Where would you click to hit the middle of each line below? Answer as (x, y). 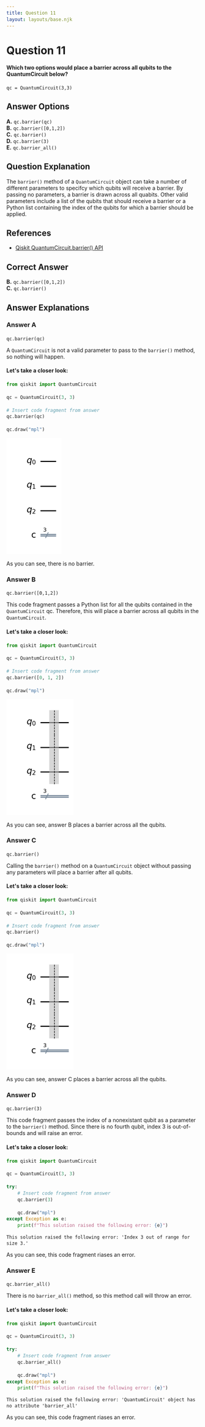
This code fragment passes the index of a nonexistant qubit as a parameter (101, 1120)
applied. (17, 214)
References (29, 233)
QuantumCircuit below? (37, 74)
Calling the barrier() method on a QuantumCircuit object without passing (99, 865)
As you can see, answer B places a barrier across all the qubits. (86, 825)
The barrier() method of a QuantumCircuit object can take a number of (96, 181)
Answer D (21, 1095)
